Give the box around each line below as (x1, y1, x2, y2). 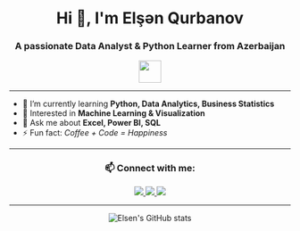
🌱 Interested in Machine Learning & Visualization (21, 108, 205, 119)
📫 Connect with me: (104, 162, 196, 175)
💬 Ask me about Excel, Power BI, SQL (21, 118, 161, 128)
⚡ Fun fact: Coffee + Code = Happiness (21, 128, 168, 138)
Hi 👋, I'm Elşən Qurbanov (56, 8, 244, 29)
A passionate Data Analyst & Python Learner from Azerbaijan (14, 40, 286, 53)
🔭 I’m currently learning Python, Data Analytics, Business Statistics (21, 98, 275, 110)
